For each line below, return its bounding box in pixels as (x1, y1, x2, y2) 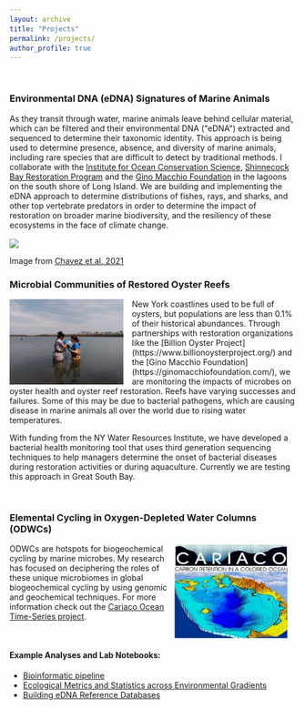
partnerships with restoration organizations (131, 328, 294, 339)
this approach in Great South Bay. (9, 471, 136, 482)
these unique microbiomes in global (9, 572, 144, 583)
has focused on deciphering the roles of (9, 562, 160, 573)
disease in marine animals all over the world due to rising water (9, 405, 247, 416)
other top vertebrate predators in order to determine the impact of (9, 200, 257, 211)
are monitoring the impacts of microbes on (131, 376, 292, 387)
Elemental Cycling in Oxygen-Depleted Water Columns (9, 511, 258, 523)
